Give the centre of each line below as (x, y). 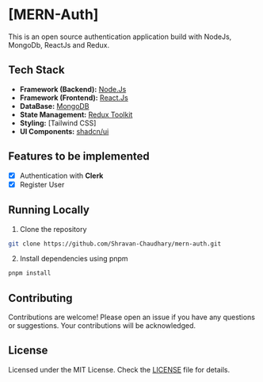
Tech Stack (36, 70)
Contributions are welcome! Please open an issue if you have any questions (132, 317)
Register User (42, 184)
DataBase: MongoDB (54, 106)
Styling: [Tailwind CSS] (58, 123)
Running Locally (49, 210)
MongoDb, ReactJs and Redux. (59, 44)
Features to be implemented (79, 156)
